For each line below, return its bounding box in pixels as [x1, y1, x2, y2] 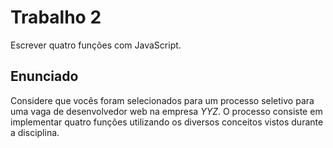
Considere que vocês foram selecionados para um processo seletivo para [10, 94, 315, 106]
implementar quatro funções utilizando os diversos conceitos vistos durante [10, 116, 324, 128]
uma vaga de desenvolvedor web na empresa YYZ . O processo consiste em [10, 105, 323, 117]
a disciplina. [10, 126, 60, 138]
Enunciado [10, 68, 79, 85]
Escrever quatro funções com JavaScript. [10, 39, 182, 51]
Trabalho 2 [10, 6, 102, 29]
